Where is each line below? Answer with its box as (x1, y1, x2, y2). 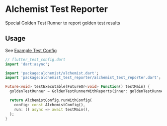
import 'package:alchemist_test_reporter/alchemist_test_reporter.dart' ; (5, 75, 162, 80)
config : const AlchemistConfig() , (14, 102, 85, 107)
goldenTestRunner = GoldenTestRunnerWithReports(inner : (9, 89, 128, 94)
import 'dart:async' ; (5, 62, 50, 66)
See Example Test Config (5, 47, 57, 53)
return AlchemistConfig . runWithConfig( (9, 98, 92, 103)
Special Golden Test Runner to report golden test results (5, 20, 120, 26)
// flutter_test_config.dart (5, 57, 66, 62)
